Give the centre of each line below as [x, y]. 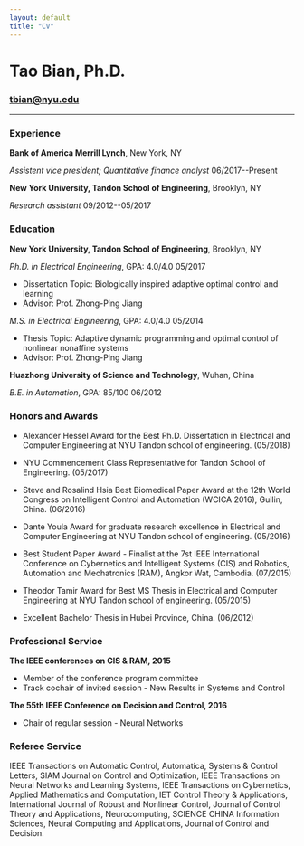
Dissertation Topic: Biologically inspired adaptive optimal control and [150, 284]
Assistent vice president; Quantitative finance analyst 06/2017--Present [143, 171]
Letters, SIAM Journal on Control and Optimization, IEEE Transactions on [145, 775]
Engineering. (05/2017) [65, 472]
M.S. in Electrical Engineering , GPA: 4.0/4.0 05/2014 [106, 320]
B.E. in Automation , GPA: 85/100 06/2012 [85, 392]
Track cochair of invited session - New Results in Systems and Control [153, 688]
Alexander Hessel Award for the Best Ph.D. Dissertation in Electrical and [157, 435]
